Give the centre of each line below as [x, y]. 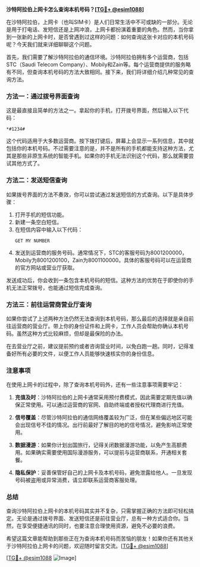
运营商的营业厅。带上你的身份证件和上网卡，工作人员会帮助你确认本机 [97, 326]
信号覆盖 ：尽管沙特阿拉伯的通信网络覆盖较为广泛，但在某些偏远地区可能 [103, 417]
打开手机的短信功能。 [41, 215]
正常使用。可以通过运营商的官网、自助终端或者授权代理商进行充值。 [104, 405]
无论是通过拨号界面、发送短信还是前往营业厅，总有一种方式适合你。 [100, 519]
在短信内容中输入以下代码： [49, 230]
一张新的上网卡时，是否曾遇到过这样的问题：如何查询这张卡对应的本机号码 [102, 37]
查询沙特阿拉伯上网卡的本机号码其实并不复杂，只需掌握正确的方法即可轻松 [97, 511]
